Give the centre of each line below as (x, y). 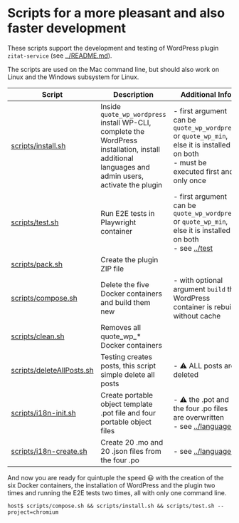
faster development (67, 28)
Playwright (118, 222)
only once (190, 180)
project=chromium (33, 512)
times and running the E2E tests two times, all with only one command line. (117, 492)
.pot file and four (128, 413)
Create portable (127, 395)
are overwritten (198, 417)
